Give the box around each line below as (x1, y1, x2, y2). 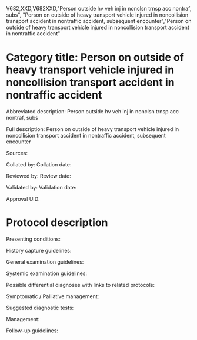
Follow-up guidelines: (6, 327, 59, 334)
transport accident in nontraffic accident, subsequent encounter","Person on (6, 18, 192, 24)
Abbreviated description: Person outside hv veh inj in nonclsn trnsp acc (6, 107, 179, 115)
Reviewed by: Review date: (6, 172, 72, 179)
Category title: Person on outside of (6, 51, 184, 64)
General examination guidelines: (6, 258, 84, 265)
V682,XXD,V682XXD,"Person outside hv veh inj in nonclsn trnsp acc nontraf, (6, 5, 192, 12)
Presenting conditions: (6, 236, 61, 243)
